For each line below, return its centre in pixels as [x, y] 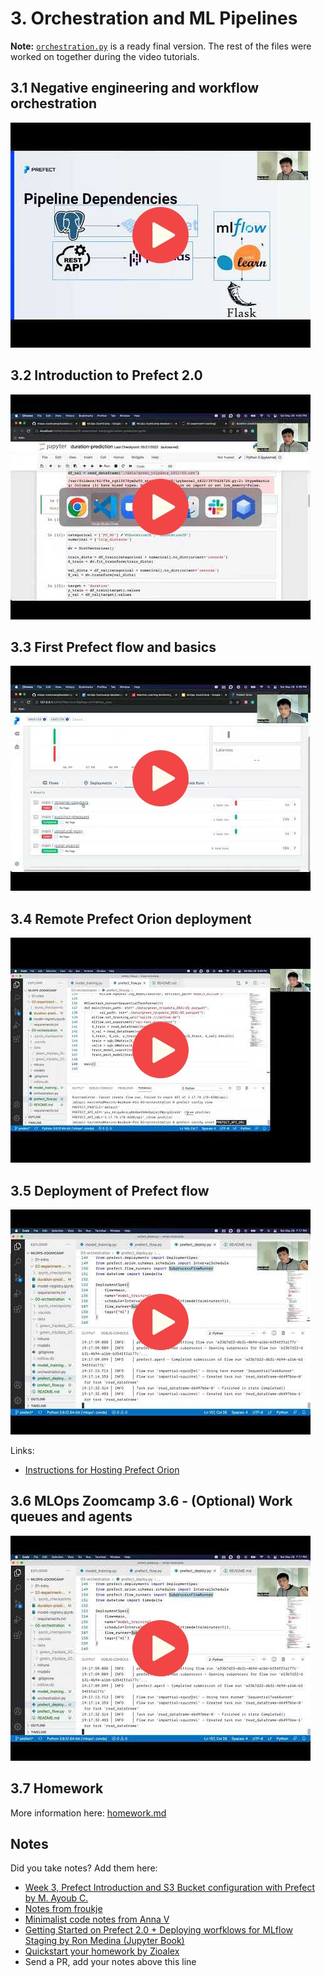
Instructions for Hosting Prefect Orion [102, 1470]
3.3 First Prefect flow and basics [113, 647]
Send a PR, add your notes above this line [110, 1962]
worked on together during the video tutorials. [105, 56]
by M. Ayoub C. [56, 1898]
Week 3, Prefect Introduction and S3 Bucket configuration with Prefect [169, 1888]
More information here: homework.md [88, 1813]
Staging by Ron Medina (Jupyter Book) [104, 1941]
